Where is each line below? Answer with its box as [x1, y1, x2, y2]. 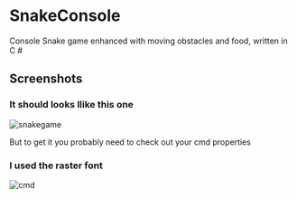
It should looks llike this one [9, 99, 134, 111]
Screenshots [9, 71, 83, 87]
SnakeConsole [9, 5, 121, 26]
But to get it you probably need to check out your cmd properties [9, 137, 251, 147]
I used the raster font [9, 159, 104, 172]
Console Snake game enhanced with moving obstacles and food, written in [9, 35, 288, 46]
